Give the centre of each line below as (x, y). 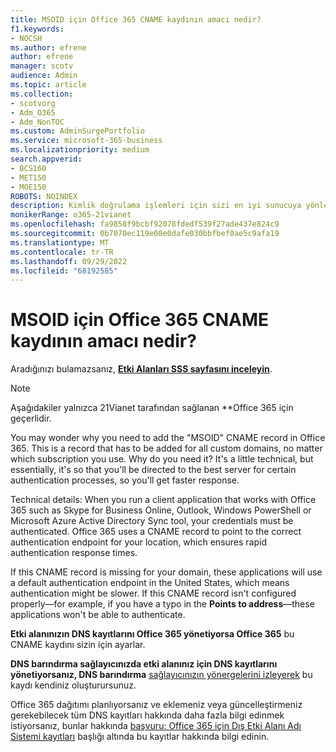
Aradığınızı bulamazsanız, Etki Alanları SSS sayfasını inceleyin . (141, 369)
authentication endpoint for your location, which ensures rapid (138, 542)
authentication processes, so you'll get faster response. (125, 480)
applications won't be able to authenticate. (98, 615)
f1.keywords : (37, 29)
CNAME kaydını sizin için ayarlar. (78, 645)
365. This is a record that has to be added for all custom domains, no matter (166, 448)
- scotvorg (33, 103)
